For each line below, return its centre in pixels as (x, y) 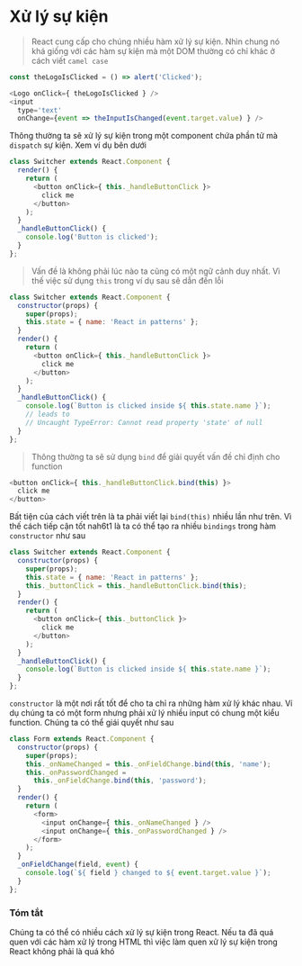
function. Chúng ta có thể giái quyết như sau (92, 723)
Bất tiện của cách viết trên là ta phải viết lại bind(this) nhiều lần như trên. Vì (151, 517)
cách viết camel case (70, 60)
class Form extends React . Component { (82, 739)
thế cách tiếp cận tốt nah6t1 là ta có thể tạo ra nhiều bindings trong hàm (143, 526)
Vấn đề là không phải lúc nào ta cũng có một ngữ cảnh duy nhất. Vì (155, 271)
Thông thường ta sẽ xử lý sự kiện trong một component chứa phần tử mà (144, 136)
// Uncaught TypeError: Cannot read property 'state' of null (144, 422)
